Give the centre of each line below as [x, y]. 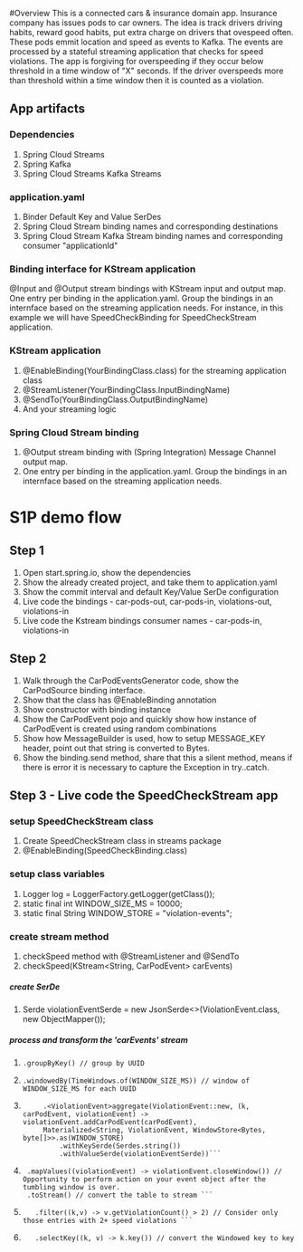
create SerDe [35, 987]
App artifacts [47, 109]
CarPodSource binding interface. [84, 690]
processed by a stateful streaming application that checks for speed [137, 52]
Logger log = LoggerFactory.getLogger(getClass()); [118, 894]
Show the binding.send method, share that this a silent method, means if [157, 757]
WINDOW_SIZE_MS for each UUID [80, 1089]
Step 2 [28, 659]
